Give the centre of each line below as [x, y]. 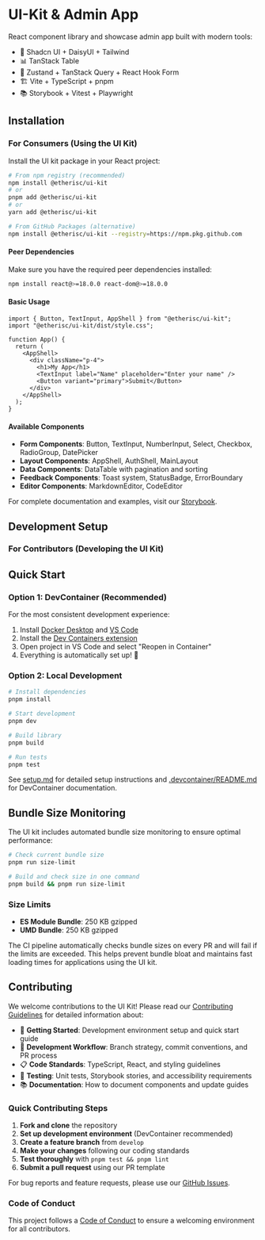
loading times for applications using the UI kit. [83, 963]
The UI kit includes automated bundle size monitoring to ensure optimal [125, 832]
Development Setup [58, 526]
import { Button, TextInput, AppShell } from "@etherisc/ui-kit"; [120, 319]
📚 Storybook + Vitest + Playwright [76, 93]
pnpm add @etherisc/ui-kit [53, 197]
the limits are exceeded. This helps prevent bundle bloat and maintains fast [131, 954]
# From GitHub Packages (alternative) [72, 226]
